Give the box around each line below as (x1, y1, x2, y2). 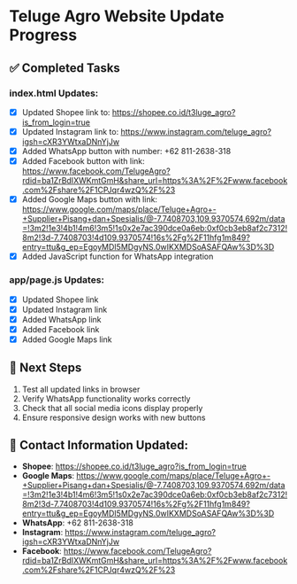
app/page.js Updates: (9, 274, 104, 286)
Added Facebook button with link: (21, 156, 146, 167)
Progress (9, 25, 78, 45)
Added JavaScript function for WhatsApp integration (21, 251, 214, 262)
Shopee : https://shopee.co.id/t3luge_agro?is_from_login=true (21, 461, 247, 471)
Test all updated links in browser (21, 384, 141, 394)
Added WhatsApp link (21, 314, 102, 324)
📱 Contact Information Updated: (9, 438, 188, 453)
